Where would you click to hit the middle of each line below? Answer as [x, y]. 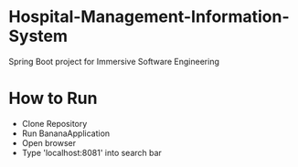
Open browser [49, 142]
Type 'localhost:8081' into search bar [91, 152]
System [38, 36]
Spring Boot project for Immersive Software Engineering [114, 61]
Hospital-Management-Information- [149, 17]
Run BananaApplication [66, 133]
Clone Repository [54, 123]
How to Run [53, 99]
